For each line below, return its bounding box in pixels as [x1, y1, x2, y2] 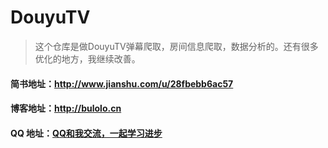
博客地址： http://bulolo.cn [10, 102, 122, 115]
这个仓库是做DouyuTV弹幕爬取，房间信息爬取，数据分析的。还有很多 [34, 40, 319, 52]
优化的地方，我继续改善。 [34, 52, 141, 65]
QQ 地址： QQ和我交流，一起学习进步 [10, 127, 163, 139]
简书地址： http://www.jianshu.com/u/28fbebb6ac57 [10, 77, 234, 90]
